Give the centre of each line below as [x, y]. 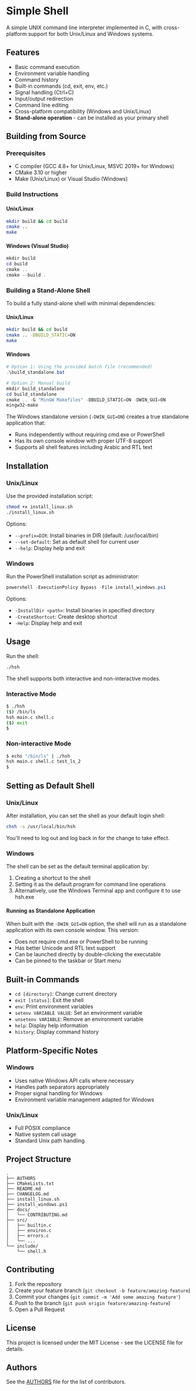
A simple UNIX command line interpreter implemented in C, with [84, 27]
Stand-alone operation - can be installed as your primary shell [92, 117]
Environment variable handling [52, 73]
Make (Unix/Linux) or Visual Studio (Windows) [71, 179]
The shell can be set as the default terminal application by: [78, 866]
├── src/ [17, 1220]
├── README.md [24, 1189]
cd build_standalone [32, 394]
